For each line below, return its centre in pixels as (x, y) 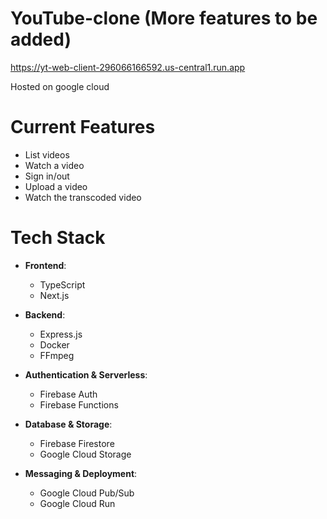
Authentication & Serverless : (86, 374)
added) (41, 39)
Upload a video (56, 186)
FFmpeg (57, 355)
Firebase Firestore (77, 443)
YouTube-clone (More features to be (164, 18)
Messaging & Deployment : (81, 473)
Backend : (45, 314)
